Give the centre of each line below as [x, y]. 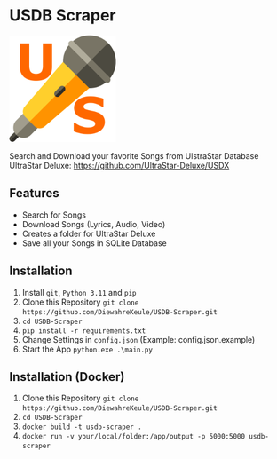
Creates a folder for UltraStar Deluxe [89, 233]
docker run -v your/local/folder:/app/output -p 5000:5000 [134, 437]
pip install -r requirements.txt [84, 331]
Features [34, 193]
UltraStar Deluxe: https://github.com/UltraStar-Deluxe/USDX [119, 165]
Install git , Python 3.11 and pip [79, 292]
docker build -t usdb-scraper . [82, 427]
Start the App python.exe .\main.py [87, 349]
